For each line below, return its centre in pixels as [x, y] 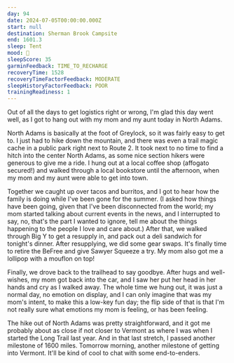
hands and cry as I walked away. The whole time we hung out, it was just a [115, 287]
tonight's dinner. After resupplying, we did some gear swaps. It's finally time [117, 244]
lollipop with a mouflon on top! [51, 259]
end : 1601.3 [25, 40]
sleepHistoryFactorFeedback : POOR [58, 86]
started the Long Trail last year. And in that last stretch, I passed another [111, 338]
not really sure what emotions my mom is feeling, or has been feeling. [108, 310]
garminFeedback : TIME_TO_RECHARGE [58, 66]
